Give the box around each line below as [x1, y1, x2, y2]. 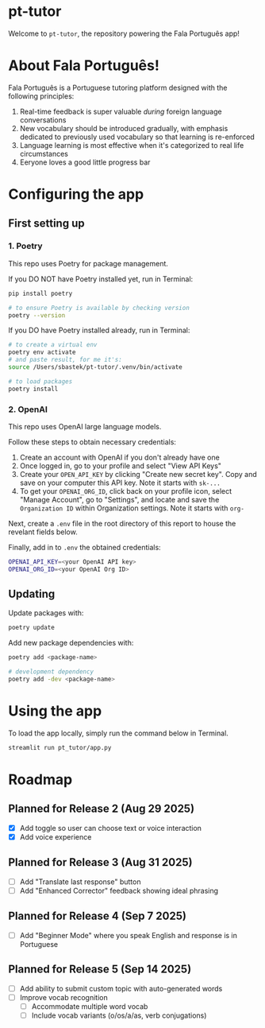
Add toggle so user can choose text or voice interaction [19, 823, 202, 832]
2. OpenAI [8, 404, 48, 415]
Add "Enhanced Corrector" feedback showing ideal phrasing [19, 886, 219, 895]
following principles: [8, 91, 75, 101]
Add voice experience [19, 832, 92, 841]
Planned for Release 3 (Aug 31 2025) [8, 855, 193, 869]
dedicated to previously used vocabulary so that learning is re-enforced [19, 132, 255, 142]
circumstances [19, 149, 69, 158]
